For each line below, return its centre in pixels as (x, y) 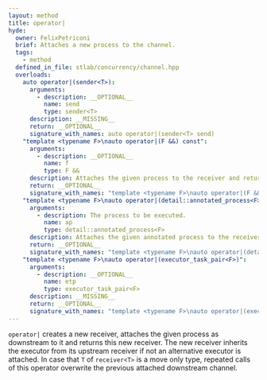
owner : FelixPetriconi (53, 38)
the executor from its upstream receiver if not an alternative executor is (125, 351)
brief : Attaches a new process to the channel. (96, 45)
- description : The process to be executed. (112, 215)
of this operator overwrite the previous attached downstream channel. (123, 367)
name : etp (60, 282)
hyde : (17, 30)
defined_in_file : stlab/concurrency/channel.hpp (97, 68)
